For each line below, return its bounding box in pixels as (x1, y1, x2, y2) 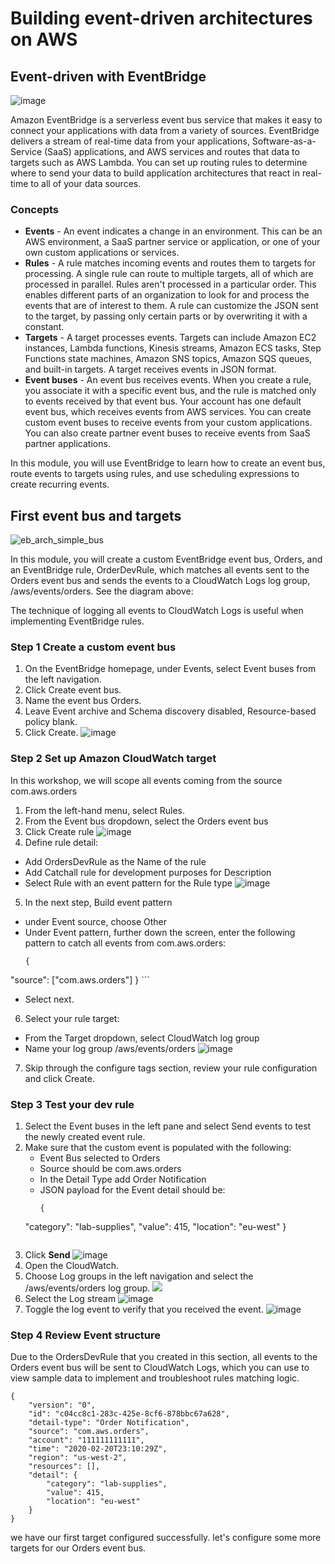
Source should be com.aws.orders (39, 1163, 182, 1174)
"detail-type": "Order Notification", (28, 1418, 190, 1428)
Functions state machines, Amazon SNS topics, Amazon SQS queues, (24, 353, 313, 365)
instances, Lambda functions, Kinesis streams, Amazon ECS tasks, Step (24, 342, 322, 354)
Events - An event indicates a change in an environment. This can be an (24, 225, 323, 237)
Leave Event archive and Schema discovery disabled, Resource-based (24, 705, 317, 717)
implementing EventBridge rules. (10, 615, 145, 627)
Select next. (24, 993, 75, 1005)
